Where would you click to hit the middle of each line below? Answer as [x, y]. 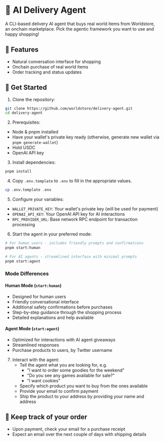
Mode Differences [27, 274]
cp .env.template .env [28, 190]
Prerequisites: [26, 122]
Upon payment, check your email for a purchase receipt [69, 429]
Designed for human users [39, 296]
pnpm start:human [23, 248]
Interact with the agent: [36, 360]
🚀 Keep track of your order [46, 417]
